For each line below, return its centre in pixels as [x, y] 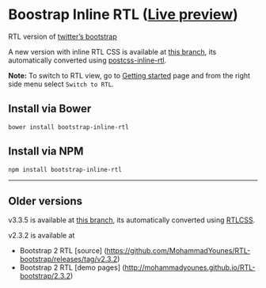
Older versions [46, 201]
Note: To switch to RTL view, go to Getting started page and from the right [129, 75]
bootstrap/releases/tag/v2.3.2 [68, 260]
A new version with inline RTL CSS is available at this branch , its [112, 51]
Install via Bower [50, 109]
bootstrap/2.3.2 [45, 276]
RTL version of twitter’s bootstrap [63, 36]
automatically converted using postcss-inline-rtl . [87, 60]
